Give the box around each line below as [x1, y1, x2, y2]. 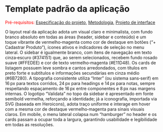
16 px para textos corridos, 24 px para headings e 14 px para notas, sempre [5, 80, 155, 86]
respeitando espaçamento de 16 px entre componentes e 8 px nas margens [5, 85, 156, 91]
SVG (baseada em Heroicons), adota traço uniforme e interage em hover [5, 101, 151, 107]
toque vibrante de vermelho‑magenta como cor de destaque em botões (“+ [5, 39, 156, 45]
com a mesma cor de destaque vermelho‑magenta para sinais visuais [5, 106, 145, 112]
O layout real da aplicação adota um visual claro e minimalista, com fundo [5, 29, 153, 34]
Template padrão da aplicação [5, 3, 130, 15]
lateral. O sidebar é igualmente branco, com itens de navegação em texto [5, 49, 152, 55]
